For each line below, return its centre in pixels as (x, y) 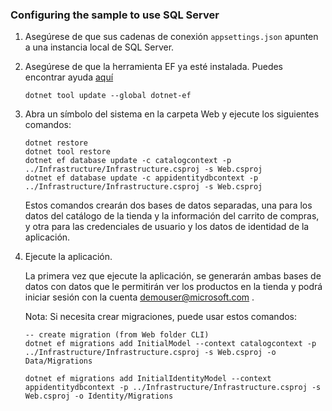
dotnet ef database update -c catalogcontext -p (128, 161)
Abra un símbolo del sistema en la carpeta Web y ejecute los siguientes (172, 114)
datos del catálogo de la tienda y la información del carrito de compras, (172, 216)
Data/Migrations (58, 361)
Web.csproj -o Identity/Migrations (99, 396)
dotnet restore (56, 143)
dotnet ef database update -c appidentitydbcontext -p (141, 178)
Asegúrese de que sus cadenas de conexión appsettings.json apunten (171, 37)
